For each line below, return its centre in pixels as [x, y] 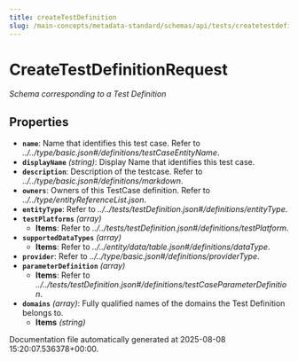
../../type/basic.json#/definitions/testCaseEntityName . [121, 153]
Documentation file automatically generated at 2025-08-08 [118, 340]
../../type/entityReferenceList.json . [84, 200]
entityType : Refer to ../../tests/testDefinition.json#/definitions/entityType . [155, 209]
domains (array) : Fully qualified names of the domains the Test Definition [153, 303]
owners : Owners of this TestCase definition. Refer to [116, 191]
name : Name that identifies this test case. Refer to [111, 144]
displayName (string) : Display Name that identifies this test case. [138, 162]
